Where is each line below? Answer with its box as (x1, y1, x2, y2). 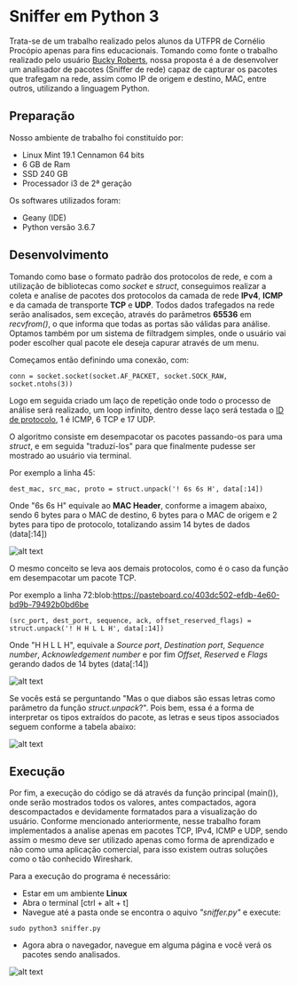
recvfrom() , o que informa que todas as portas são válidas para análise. (9, 318, 270, 329)
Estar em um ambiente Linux (21, 888, 128, 899)
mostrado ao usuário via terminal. (9, 450, 132, 460)
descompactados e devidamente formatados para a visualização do (9, 806, 258, 817)
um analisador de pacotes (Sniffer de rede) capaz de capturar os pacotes (9, 64, 277, 75)
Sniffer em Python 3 (9, 6, 160, 27)
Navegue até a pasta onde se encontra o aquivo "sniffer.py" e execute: (21, 907, 281, 917)
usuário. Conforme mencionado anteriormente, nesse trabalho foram (9, 816, 262, 827)
